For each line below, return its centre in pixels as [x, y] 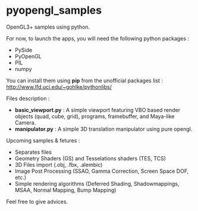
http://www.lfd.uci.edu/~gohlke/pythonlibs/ [59, 86]
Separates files [33, 152]
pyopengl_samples [54, 10]
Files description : [28, 98]
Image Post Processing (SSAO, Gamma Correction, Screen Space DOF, [102, 171]
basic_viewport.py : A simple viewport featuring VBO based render [97, 110]
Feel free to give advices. [37, 201]
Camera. [25, 122]
